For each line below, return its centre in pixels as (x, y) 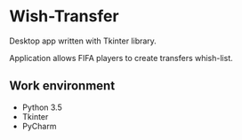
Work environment (62, 86)
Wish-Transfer (64, 16)
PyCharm (39, 126)
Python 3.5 (42, 107)
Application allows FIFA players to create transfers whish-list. (121, 58)
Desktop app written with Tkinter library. (83, 41)
